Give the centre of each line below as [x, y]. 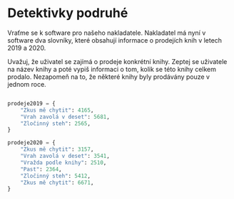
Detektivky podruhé [68, 13]
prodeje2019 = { [31, 103]
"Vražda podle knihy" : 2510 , [63, 162]
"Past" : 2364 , [41, 169]
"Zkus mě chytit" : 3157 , [57, 150]
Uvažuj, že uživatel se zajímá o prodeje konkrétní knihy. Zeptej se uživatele [117, 61]
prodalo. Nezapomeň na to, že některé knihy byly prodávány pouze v [109, 77]
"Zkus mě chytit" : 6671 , [57, 183]
